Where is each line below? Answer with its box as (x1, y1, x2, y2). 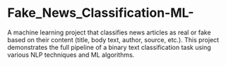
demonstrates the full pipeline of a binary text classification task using (7, 43, 212, 51)
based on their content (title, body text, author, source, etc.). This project (7, 35, 220, 44)
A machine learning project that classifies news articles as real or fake (7, 28, 211, 37)
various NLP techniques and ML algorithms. (7, 51, 135, 59)
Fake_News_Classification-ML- (7, 5, 194, 21)
